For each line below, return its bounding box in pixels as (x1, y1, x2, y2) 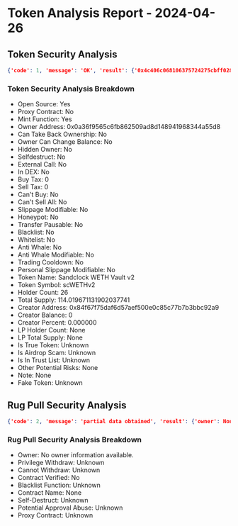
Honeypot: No (17, 213, 59, 221)
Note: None (17, 371, 52, 380)
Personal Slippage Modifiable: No (17, 266, 115, 274)
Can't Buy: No (17, 190, 59, 199)
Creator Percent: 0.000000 (17, 318, 97, 327)
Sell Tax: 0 (17, 183, 48, 191)
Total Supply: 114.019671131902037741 (17, 296, 130, 304)
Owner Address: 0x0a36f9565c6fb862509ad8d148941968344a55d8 (17, 123, 221, 131)
